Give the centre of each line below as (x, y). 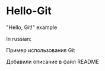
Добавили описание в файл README (52, 62)
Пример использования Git (41, 50)
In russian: (19, 38)
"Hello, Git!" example (32, 27)
